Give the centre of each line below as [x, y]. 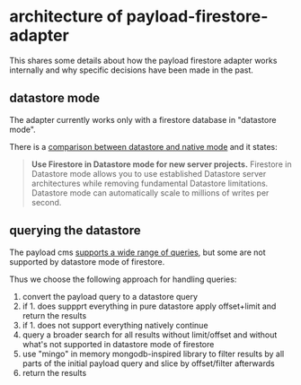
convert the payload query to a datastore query [110, 296]
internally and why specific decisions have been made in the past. [132, 70]
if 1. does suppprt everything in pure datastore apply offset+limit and [149, 306]
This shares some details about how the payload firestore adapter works [143, 60]
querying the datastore [75, 231]
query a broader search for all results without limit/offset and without [150, 335]
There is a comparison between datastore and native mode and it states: [143, 146]
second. [46, 202]
